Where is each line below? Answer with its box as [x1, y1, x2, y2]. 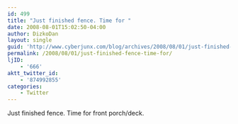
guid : [7, 43, 23, 50]
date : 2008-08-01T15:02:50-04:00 [7, 23, 106, 30]
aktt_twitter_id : [7, 69, 59, 77]
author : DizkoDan [7, 30, 59, 38]
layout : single [7, 37, 52, 44]
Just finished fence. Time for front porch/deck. [7, 109, 144, 118]
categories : [7, 83, 42, 90]
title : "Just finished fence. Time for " [7, 17, 132, 24]
